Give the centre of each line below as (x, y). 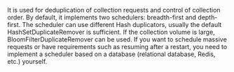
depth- (208, 17)
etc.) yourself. (27, 61)
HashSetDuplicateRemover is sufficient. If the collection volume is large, (111, 32)
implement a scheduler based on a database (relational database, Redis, (111, 54)
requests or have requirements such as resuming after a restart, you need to (117, 47)
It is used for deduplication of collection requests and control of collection (114, 10)
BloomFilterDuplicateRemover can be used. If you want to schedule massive (117, 39)
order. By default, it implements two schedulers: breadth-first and (102, 17)
